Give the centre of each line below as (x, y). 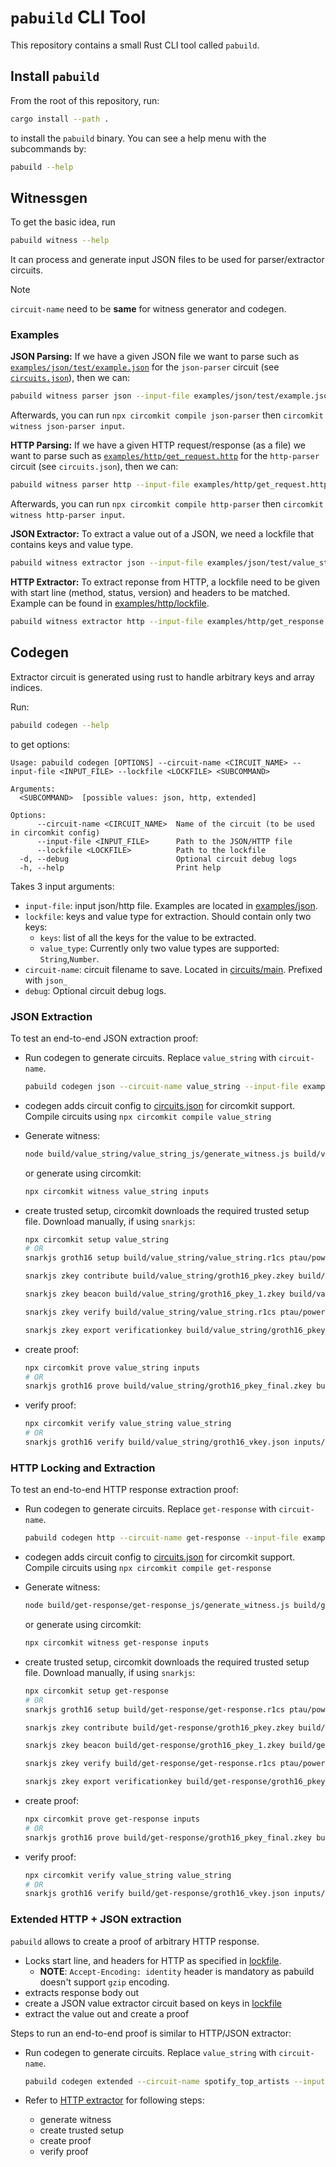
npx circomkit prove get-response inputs (112, 1819)
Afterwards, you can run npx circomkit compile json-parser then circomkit (167, 415)
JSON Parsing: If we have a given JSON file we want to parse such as (155, 357)
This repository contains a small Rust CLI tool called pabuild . (135, 45)
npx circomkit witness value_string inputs (117, 1191)
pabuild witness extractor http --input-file (106, 622)
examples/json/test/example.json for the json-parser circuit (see (145, 367)
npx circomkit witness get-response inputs (117, 1643)
